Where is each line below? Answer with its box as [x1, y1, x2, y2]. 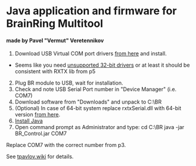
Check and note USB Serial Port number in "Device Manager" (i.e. [14, 86, 177, 93]
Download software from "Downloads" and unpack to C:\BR [14, 98, 162, 105]
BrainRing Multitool [6, 17, 103, 30]
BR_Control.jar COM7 [14, 130, 67, 137]
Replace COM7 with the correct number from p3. [6, 142, 126, 149]
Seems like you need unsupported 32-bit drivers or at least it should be [14, 61, 190, 69]
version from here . [14, 111, 61, 118]
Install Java [14, 117, 43, 124]
